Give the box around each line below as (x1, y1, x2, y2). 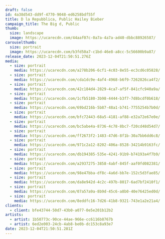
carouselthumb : (5, 40, 37, 45)
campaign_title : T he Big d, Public (5, 21, 80, 27)
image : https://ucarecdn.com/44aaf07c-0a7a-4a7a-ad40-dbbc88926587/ (10, 36, 156, 41)
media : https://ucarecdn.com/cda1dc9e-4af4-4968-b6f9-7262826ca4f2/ (14, 77, 160, 82)
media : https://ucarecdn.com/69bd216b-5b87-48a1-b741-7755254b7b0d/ (14, 105, 160, 110)
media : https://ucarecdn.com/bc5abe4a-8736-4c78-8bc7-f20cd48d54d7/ (14, 124, 160, 129)
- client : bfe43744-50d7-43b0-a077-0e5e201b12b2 (10, 207, 113, 213)
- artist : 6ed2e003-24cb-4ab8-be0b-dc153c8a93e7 (10, 221, 113, 227)
